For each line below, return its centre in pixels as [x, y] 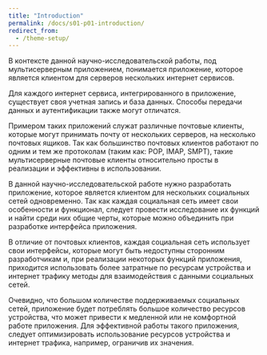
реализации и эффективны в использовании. [85, 168]
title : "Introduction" [46, 16]
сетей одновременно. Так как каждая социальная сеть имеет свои [123, 201]
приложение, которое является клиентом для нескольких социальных [129, 192]
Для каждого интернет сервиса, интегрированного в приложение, [122, 94]
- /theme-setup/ [42, 38]
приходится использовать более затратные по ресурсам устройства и [130, 268]
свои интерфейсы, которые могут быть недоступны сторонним [117, 251]
